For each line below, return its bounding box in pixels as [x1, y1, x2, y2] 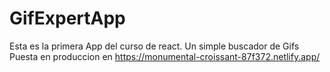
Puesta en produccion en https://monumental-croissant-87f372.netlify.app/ [9, 50, 321, 62]
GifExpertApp [9, 7, 126, 30]
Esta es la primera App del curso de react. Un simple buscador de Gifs [9, 40, 300, 52]
